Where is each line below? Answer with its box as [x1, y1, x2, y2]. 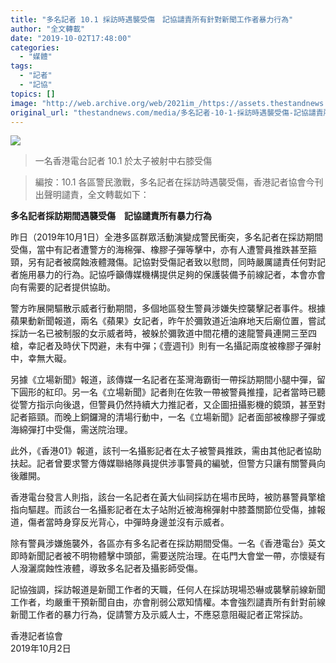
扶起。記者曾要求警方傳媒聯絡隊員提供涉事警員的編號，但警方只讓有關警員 [10, 457, 317, 470]
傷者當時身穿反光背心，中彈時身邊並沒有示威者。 [27, 516, 230, 528]
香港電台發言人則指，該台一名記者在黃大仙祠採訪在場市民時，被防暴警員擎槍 [10, 491, 326, 503]
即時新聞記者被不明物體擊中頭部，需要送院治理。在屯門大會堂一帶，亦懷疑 [10, 550, 317, 562]
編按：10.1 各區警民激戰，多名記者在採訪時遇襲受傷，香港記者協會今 [34, 176, 315, 188]
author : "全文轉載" [10, 24, 86, 34]
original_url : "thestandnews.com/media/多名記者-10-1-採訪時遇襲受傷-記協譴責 [10, 107, 324, 118]
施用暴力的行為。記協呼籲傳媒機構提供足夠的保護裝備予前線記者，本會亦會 [18, 269, 326, 281]
